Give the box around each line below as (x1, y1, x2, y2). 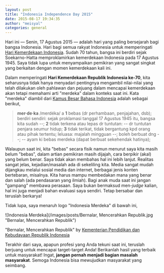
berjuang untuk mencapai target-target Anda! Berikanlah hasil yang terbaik (5, 247, 156, 253)
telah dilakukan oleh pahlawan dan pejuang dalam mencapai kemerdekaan (5, 85, 156, 91)
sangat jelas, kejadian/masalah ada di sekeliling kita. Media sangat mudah (5, 162, 154, 168)
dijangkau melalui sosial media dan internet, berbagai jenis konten (5, 167, 138, 173)
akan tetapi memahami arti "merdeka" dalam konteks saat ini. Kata (5, 91, 139, 96)
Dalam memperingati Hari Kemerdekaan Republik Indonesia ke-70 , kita (5, 75, 150, 81)
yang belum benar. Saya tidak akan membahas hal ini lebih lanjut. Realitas (5, 156, 154, 162)
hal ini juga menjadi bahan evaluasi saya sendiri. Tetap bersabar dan (5, 188, 143, 194)
